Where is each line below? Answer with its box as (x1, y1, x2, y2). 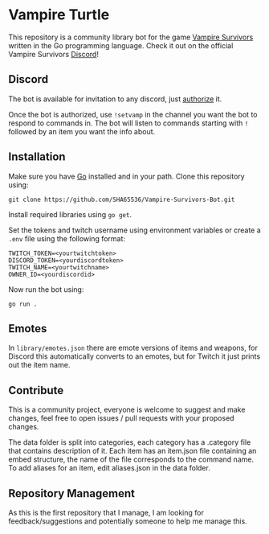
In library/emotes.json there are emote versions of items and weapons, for (8, 343, 259, 353)
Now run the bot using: (8, 284, 84, 294)
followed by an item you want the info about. (8, 126, 156, 136)
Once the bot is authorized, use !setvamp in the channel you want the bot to (8, 109, 258, 119)
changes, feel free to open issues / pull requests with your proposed (8, 413, 234, 423)
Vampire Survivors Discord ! (8, 49, 99, 59)
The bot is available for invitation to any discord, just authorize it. (8, 94, 222, 104)
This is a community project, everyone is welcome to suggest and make (8, 405, 246, 415)
